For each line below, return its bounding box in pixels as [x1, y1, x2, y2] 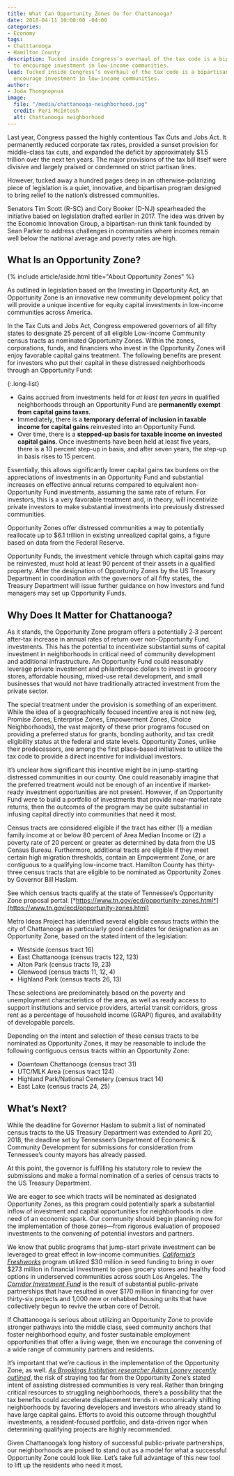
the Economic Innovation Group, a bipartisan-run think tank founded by [7, 219, 212, 227]
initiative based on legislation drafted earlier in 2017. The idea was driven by [7, 212, 225, 220]
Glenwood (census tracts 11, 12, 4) [17, 968, 116, 976]
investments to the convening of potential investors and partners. [7, 1229, 195, 1238]
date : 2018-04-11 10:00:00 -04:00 [7, 17, 108, 24]
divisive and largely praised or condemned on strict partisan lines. [7, 162, 197, 171]
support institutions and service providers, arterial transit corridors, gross [7, 1004, 218, 1012]
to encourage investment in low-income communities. [13, 62, 170, 69]
